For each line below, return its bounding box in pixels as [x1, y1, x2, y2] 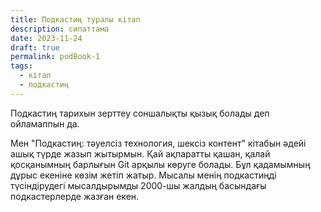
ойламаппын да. [10, 117, 80, 130]
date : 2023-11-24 [10, 33, 83, 43]
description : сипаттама [10, 24, 110, 34]
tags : [10, 61, 33, 71]
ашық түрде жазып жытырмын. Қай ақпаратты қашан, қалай [10, 147, 271, 160]
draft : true [10, 42, 60, 53]
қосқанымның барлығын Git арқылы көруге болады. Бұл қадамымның [10, 158, 311, 170]
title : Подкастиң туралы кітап [10, 14, 141, 25]
